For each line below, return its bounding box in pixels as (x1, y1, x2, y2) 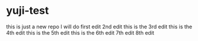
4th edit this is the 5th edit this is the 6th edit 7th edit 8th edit (6, 29, 155, 36)
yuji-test (6, 4, 49, 17)
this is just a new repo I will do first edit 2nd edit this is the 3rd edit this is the (6, 23, 193, 30)
